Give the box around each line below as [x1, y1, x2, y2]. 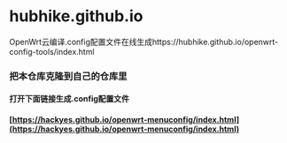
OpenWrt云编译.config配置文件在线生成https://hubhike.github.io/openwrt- [9, 36, 279, 47]
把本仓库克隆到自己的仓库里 [9, 70, 128, 82]
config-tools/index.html [9, 46, 95, 56]
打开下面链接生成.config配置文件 [9, 94, 130, 104]
